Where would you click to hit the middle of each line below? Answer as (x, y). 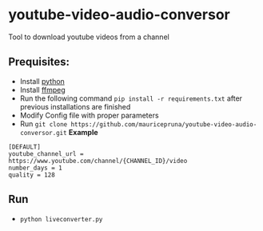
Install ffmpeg (42, 90)
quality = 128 (32, 175)
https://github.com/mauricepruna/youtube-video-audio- (164, 124)
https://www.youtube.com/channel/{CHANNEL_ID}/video (98, 161)
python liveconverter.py (61, 219)
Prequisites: (39, 62)
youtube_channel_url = (46, 153)
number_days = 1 (35, 168)
